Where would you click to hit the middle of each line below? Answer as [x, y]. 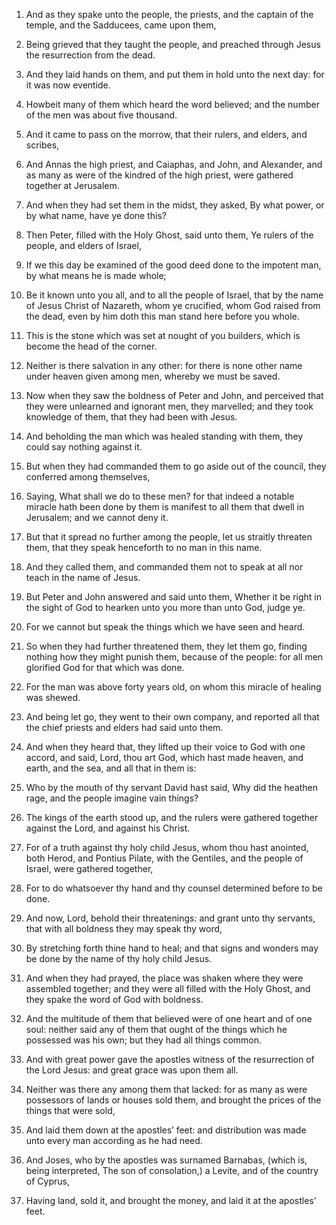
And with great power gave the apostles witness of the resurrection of [170, 1059]
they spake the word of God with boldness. [114, 999]
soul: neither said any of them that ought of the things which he [156, 1029]
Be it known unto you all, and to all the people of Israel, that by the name [174, 295]
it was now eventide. [68, 85]
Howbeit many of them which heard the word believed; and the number [172, 104]
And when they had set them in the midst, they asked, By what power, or [175, 205]
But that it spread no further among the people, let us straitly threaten [169, 537]
